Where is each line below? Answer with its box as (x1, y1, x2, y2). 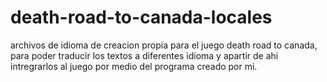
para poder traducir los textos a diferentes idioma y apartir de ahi (10, 49, 279, 61)
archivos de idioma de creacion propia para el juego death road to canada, (10, 39, 318, 51)
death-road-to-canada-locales (10, 6, 273, 29)
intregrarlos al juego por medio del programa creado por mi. (10, 60, 258, 72)
